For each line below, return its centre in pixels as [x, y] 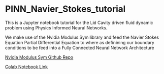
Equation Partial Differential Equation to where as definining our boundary [80, 42]
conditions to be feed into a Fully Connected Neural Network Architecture [80, 48]
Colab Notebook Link [27, 67]
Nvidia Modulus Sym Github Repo [39, 57]
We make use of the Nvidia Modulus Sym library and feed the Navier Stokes [82, 37]
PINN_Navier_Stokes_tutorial [65, 9]
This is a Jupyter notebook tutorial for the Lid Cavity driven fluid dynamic [79, 23]
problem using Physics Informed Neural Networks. [56, 27]
